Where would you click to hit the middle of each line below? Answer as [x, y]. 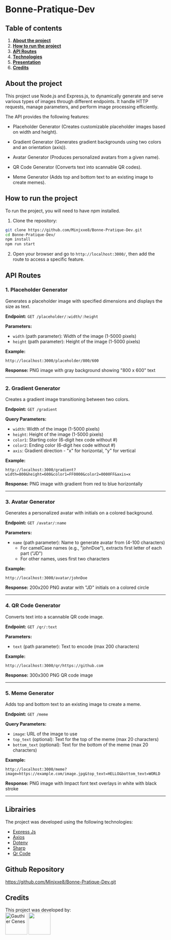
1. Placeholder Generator [36, 290]
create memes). [29, 182]
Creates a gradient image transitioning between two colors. [67, 400]
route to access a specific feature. [49, 259]
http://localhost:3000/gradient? [41, 470]
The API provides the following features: [47, 116]
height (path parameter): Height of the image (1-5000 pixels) [76, 341]
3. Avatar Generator [30, 502]
